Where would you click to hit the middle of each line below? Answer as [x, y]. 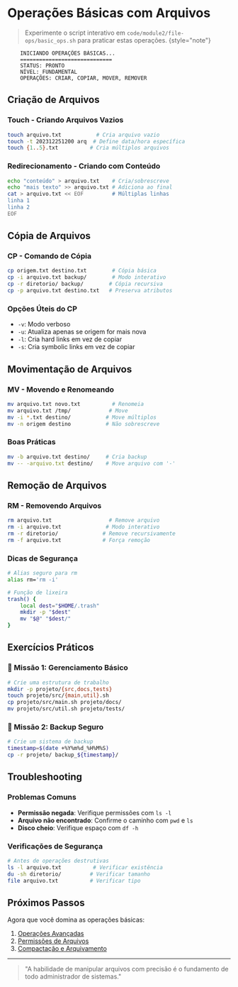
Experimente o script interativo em [75, 33]
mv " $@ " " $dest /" [46, 619]
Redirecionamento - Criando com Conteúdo [84, 166]
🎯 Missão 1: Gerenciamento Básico [68, 668]
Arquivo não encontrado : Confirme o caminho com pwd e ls [105, 820]
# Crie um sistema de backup [50, 742]
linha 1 [19, 201]
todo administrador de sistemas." [73, 976]
